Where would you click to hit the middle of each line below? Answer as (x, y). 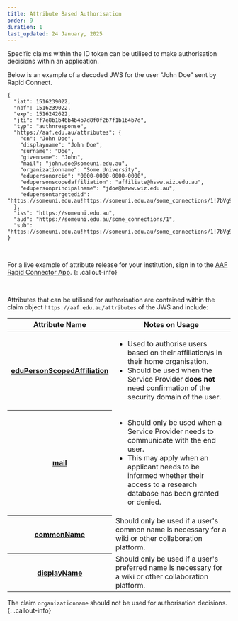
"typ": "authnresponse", (50, 127)
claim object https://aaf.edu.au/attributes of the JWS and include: (108, 307)
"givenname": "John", (52, 158)
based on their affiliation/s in (175, 353)
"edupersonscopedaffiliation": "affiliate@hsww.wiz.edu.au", (112, 182)
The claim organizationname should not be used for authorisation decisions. (118, 603)
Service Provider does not (171, 380)
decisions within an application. (53, 62)
